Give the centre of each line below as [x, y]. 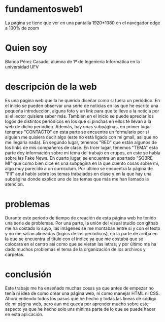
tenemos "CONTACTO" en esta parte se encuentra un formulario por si [77, 132]
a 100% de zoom [22, 28]
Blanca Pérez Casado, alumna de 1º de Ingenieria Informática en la [73, 61]
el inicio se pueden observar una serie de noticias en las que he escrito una [82, 106]
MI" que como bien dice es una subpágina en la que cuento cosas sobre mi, [82, 163]
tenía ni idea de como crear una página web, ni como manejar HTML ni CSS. [82, 293]
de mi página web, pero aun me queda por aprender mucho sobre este [77, 304]
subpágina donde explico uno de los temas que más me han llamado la [77, 179]
